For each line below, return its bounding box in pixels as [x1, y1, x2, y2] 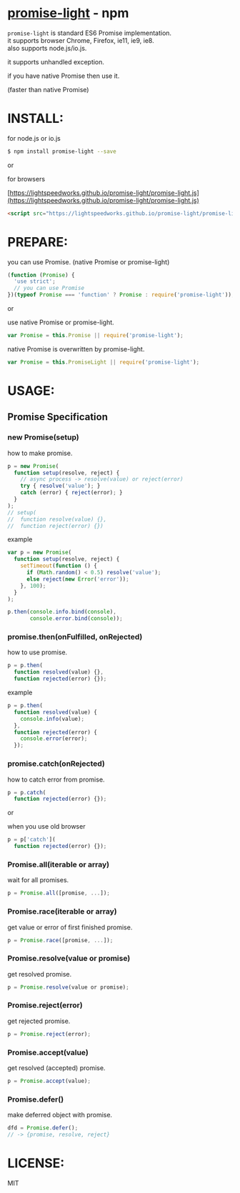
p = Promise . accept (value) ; [7, 1077, 91, 1085]
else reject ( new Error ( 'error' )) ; [26, 575, 130, 583]
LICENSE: [7, 1155, 65, 1172]
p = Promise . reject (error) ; [7, 1030, 91, 1037]
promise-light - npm [7, 5, 129, 21]
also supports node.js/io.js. [7, 44, 87, 52]
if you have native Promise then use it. [7, 71, 120, 80]
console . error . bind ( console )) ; [29, 615, 123, 622]
